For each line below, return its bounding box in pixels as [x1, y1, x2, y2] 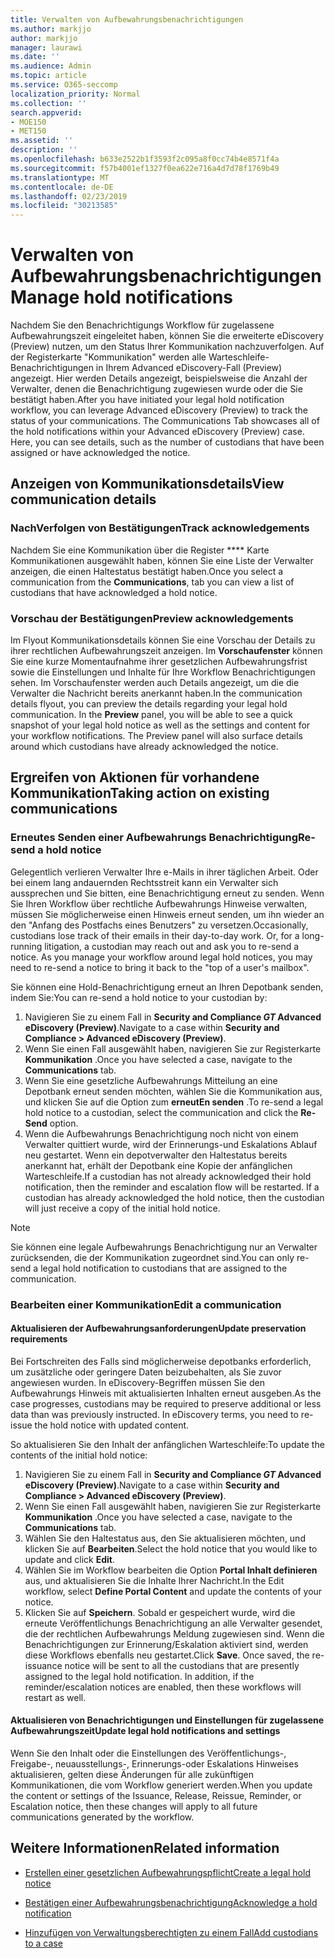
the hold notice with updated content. [34, 1419, 190, 1431]
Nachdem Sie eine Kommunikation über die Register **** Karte [10, 544, 270, 556]
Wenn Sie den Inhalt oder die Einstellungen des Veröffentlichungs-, [10, 1747, 287, 1760]
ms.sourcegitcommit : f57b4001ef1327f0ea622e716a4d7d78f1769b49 [10, 163, 280, 173]
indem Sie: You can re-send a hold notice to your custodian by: [10, 991, 268, 1003]
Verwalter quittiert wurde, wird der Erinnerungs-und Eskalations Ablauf [24, 1138, 318, 1150]
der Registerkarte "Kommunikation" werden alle [10, 351, 207, 363]
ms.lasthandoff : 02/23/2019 [10, 191, 128, 201]
